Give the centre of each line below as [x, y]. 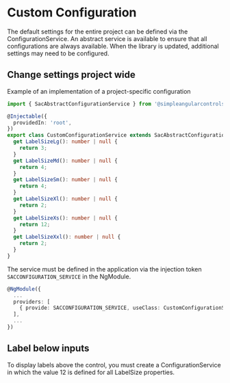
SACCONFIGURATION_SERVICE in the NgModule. [69, 276]
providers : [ [32, 302]
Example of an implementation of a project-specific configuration [99, 91]
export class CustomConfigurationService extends [79, 135]
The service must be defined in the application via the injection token [104, 269]
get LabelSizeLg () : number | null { [65, 142]
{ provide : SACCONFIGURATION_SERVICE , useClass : [90, 308]
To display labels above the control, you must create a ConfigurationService [114, 365]
